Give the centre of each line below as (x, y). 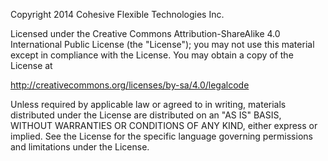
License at (31, 65)
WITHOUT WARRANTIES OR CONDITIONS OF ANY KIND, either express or (164, 125)
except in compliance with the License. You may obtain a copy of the (152, 55)
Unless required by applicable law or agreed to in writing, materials (148, 104)
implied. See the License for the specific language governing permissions (161, 136)
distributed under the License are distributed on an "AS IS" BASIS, (146, 115)
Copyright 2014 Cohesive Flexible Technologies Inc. (117, 14)
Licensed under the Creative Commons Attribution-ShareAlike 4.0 (145, 33)
